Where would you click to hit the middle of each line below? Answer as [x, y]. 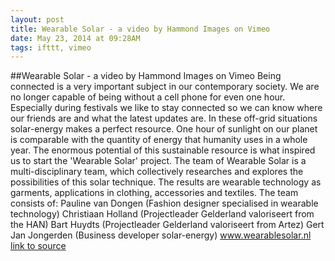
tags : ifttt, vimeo [51, 47]
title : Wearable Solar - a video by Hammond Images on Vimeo [140, 29]
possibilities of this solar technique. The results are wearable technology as [166, 182]
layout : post [37, 19]
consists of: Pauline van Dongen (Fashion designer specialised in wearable [164, 203]
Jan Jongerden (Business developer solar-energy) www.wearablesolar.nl [161, 235]
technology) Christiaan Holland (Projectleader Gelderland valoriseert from [162, 214]
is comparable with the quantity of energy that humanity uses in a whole [159, 140]
